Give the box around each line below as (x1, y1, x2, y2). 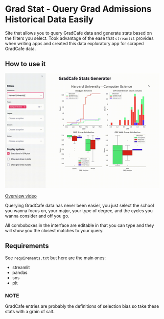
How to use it (5, 60, 46, 68)
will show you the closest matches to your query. (5, 227, 104, 233)
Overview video (5, 193, 37, 199)
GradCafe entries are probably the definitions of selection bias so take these (5, 303, 159, 309)
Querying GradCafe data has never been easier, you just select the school (5, 202, 154, 208)
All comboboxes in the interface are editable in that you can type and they (5, 222, 154, 228)
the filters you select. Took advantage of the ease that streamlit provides (5, 35, 154, 41)
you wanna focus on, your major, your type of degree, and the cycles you (5, 207, 153, 214)
